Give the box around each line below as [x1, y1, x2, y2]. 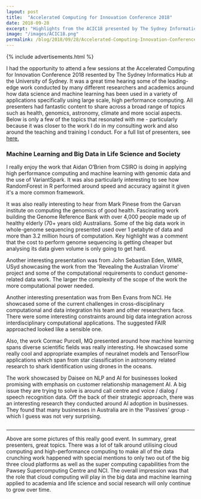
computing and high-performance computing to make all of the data [6, 448, 174, 455]
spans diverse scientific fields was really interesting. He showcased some [6, 344, 188, 351]
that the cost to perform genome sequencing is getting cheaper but [6, 239, 172, 246]
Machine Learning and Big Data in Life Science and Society [6, 149, 181, 158]
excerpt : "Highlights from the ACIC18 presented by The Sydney [6, 25, 167, 32]
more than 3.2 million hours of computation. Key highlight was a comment [6, 232, 188, 240]
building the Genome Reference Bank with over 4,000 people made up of [6, 214, 187, 221]
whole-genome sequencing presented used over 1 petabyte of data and [6, 226, 183, 233]
